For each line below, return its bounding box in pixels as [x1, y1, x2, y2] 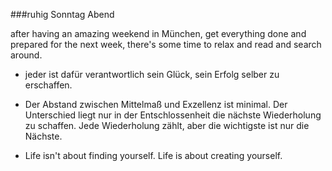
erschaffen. [24, 79, 73, 91]
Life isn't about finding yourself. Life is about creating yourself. [24, 150, 283, 161]
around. [10, 49, 43, 61]
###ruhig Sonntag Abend [10, 9, 115, 20]
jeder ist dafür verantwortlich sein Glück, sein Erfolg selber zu [24, 69, 280, 80]
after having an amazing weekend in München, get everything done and [10, 28, 307, 39]
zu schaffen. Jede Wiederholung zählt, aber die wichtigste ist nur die [24, 120, 310, 131]
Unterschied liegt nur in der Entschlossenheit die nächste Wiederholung [24, 109, 322, 121]
